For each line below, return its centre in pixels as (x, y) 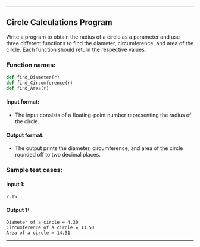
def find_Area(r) (28, 88)
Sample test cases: (34, 170)
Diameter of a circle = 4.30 (42, 223)
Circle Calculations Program (60, 22)
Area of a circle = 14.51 (38, 233)
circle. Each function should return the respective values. (76, 49)
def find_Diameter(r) (33, 77)
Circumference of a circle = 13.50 (50, 228)
